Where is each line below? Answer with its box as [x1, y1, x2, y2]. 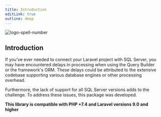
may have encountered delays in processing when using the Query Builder [5, 62, 155, 68]
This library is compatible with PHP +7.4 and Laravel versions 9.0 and [5, 101, 148, 107]
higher [5, 107, 19, 113]
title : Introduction [5, 7, 47, 12]
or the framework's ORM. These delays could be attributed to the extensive [5, 67, 157, 73]
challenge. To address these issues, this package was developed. [5, 92, 138, 98]
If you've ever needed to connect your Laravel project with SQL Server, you [5, 57, 157, 62]
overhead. [5, 78, 26, 83]
